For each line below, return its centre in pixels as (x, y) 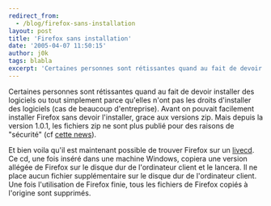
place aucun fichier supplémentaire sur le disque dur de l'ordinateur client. (133, 175)
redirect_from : (34, 16)
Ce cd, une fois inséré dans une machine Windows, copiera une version (128, 158)
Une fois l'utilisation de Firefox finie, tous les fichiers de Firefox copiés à (128, 184)
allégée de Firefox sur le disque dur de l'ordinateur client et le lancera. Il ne (133, 167)
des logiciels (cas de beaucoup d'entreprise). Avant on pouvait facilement (131, 108)
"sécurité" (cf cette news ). (53, 134)
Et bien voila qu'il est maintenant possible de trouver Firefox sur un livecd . (131, 149)
